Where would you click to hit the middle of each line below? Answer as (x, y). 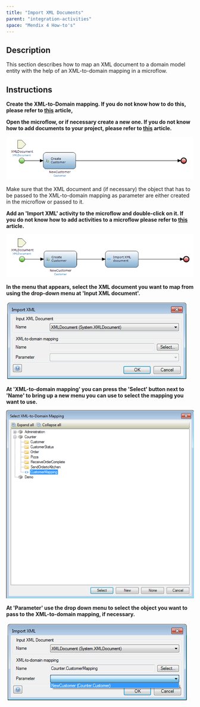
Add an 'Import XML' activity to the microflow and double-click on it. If (95, 213)
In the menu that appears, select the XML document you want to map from (100, 287)
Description (28, 50)
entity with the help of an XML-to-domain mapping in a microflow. (87, 71)
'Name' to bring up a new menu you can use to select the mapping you (95, 396)
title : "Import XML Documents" (45, 13)
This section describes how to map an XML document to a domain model (96, 64)
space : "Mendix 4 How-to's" (41, 25)
